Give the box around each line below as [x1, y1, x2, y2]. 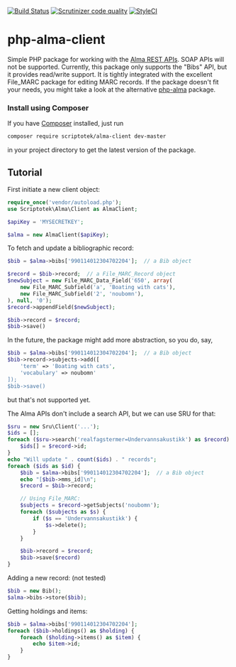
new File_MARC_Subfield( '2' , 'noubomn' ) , [20, 290, 144, 298]
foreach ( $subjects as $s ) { [20, 509, 106, 516]
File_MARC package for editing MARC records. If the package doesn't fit [7, 77, 219, 86]
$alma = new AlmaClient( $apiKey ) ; [7, 231, 110, 238]
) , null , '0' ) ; [7, 297, 52, 304]
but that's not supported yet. [7, 395, 91, 404]
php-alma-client [7, 32, 106, 48]
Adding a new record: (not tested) [7, 574, 106, 582]
